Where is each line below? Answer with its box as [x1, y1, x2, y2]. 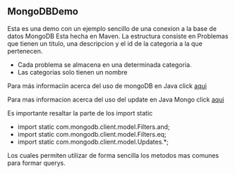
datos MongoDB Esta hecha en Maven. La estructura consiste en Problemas [7, 32, 229, 40]
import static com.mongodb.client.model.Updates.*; [17, 137, 169, 146]
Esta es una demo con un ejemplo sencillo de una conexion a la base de [7, 24, 217, 32]
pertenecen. [7, 46, 43, 55]
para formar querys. [7, 159, 66, 167]
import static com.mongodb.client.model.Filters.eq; [17, 130, 167, 138]
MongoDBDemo [7, 6, 79, 18]
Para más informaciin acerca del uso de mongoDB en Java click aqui [7, 81, 207, 90]
